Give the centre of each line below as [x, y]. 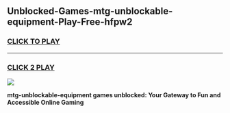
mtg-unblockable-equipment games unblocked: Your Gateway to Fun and [114, 95]
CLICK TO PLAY [34, 42]
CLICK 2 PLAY [31, 67]
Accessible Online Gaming [46, 102]
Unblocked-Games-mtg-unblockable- [90, 11]
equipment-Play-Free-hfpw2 [70, 22]
